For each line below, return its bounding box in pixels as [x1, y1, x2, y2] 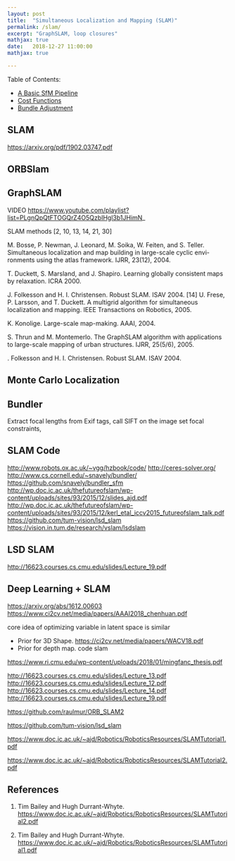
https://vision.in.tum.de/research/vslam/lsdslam [7, 523, 146, 532]
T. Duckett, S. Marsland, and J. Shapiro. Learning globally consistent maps [7, 269, 224, 278]
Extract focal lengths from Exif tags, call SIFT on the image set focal [7, 417, 204, 426]
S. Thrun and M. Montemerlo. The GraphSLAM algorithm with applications [7, 333, 222, 341]
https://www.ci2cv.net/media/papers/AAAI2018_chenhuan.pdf [7, 609, 188, 617]
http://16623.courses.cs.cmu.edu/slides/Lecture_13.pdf [7, 671, 167, 680]
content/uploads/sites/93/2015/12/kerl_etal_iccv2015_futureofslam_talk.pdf [7, 508, 225, 516]
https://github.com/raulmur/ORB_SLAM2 [7, 707, 125, 716]
